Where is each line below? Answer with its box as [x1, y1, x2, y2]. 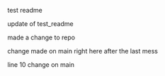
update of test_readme [7, 20, 74, 27]
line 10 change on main [7, 61, 75, 69]
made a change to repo [7, 33, 76, 42]
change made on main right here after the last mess [7, 47, 158, 55]
